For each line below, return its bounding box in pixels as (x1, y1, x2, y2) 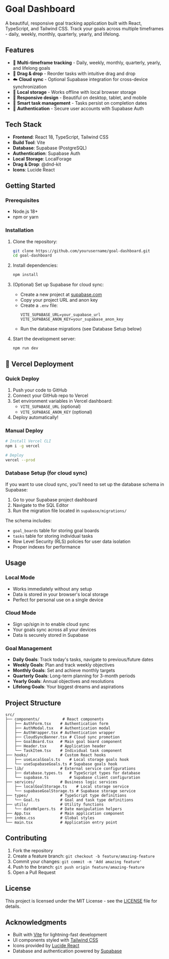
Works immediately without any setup (12, 585, 92, 592)
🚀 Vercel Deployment (5, 360, 74, 368)
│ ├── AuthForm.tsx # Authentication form (5, 721, 109, 726)
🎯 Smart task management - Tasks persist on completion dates (12, 100, 147, 106)
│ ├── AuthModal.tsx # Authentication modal (5, 726, 111, 731)
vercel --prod (5, 457, 36, 462)
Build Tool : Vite (12, 139, 45, 145)
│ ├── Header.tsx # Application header (5, 743, 106, 749)
